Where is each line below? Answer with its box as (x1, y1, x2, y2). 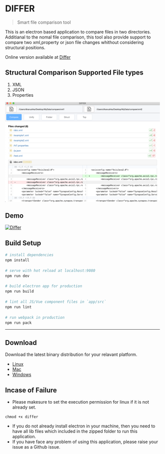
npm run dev (5, 273, 29, 278)
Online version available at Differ (5, 54, 71, 60)
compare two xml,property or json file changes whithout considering (5, 39, 144, 45)
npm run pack (5, 320, 32, 325)
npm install (5, 258, 29, 263)
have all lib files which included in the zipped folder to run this (12, 428, 137, 434)
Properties (12, 92, 33, 98)
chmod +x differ (5, 415, 38, 419)
